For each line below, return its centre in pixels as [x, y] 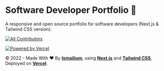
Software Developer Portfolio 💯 [71, 10]
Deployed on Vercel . [26, 63]
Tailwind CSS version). [29, 29]
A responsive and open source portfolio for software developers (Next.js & [82, 24]
